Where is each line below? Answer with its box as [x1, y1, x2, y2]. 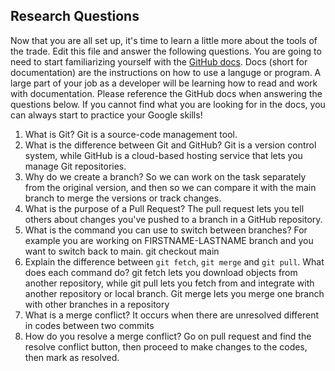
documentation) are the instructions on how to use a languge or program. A [10, 66, 322, 78]
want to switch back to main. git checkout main [24, 245, 220, 257]
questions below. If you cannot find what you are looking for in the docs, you [10, 98, 326, 110]
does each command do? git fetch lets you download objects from [24, 266, 298, 278]
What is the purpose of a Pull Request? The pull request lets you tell [24, 202, 305, 214]
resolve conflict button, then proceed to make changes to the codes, [24, 340, 308, 353]
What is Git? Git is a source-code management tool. [24, 128, 238, 140]
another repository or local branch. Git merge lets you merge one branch [24, 287, 325, 299]
